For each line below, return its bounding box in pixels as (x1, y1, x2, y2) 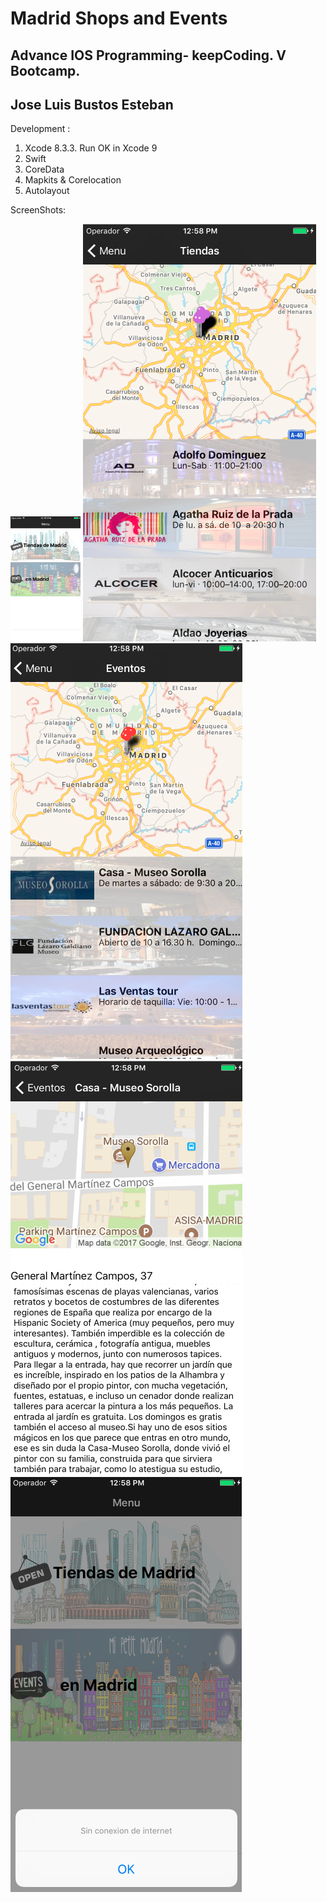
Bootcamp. (10, 62, 81, 79)
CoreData (24, 163, 65, 176)
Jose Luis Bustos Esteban (10, 96, 174, 113)
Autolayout (24, 185, 70, 197)
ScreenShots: (10, 204, 67, 216)
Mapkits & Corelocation (24, 174, 122, 186)
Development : (10, 123, 71, 135)
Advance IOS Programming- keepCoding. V (10, 47, 287, 64)
